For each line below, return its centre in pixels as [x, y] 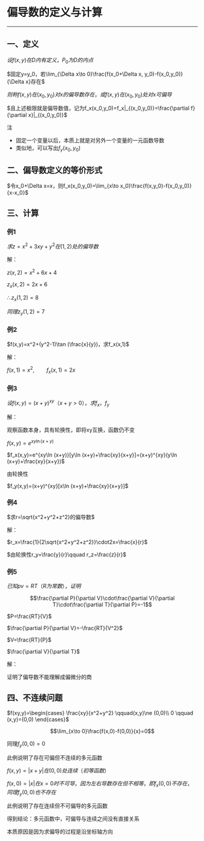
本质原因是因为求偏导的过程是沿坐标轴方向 [60, 832]
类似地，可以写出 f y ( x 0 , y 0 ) [48, 149]
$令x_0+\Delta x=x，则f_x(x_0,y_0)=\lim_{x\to [63, 186]
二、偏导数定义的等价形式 [54, 170]
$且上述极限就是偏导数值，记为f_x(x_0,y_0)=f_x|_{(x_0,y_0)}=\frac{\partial [98, 108]
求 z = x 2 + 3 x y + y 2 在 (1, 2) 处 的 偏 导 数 [53, 246]
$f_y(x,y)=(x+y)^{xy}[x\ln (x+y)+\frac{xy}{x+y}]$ [68, 486]
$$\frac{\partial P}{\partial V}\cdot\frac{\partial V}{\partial [102, 598]
